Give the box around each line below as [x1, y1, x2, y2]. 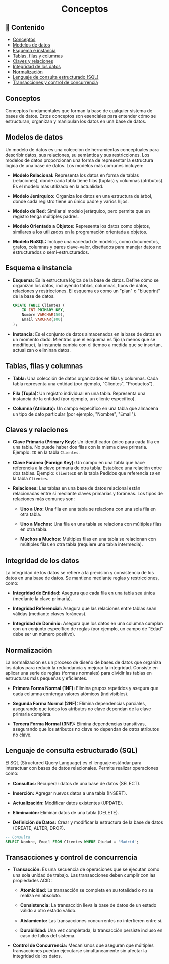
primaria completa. [12, 711, 52, 717]
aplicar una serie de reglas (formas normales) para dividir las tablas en [5, 670, 152, 676]
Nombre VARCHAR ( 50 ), [22, 312, 65, 317]
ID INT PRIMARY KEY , [22, 308, 65, 313]
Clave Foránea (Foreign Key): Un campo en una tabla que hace [12, 460, 145, 466]
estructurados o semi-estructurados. [12, 249, 89, 255]
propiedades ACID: [12, 878, 52, 884]
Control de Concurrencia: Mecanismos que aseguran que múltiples [12, 942, 154, 948]
